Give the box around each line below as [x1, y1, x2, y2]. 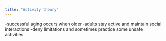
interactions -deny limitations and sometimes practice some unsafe [5, 26, 143, 32]
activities [5, 31, 24, 37]
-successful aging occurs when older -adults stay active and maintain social [5, 21, 162, 27]
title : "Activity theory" [5, 7, 59, 12]
